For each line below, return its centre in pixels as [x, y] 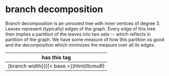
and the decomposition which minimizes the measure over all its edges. [80, 45]
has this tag [56, 57]
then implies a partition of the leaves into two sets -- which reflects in [78, 34]
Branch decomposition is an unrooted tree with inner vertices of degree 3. [83, 23]
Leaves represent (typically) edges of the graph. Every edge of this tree [80, 28]
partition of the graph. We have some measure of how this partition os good [85, 40]
